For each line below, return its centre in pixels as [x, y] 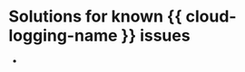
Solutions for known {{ [95, 17]
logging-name [63, 36]
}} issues [156, 36]
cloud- [211, 17]
